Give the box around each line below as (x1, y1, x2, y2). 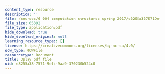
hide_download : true (5, 30, 48, 35)
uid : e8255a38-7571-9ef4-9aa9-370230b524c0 (5, 61, 96, 66)
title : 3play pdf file (5, 57, 52, 62)
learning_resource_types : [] (5, 39, 65, 44)
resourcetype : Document (5, 52, 54, 57)
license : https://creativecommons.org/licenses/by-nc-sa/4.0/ (5, 43, 135, 48)
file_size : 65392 (5, 20, 41, 26)
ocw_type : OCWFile (5, 48, 43, 53)
